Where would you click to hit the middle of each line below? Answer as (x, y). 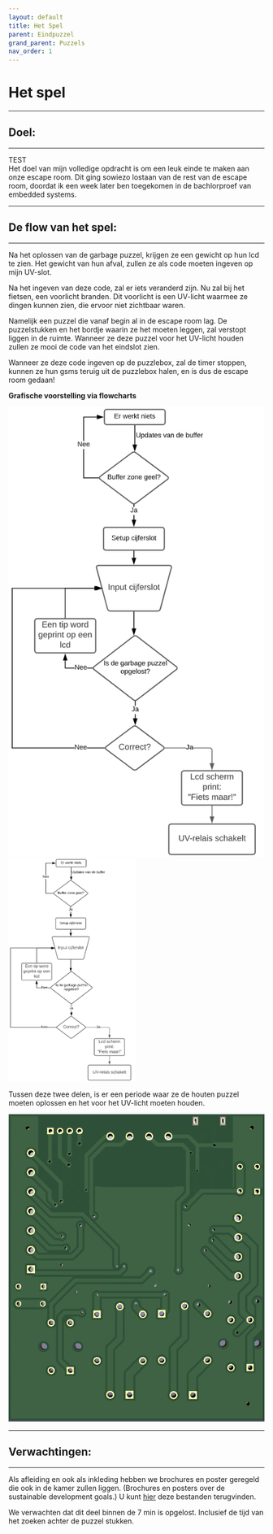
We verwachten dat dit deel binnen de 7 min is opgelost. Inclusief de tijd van (136, 1512)
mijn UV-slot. (30, 272)
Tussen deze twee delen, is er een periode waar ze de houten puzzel (124, 1094)
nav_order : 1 (30, 52)
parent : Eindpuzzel (41, 34)
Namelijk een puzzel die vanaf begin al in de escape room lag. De (118, 320)
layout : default (36, 17)
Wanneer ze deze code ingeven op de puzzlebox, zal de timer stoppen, (128, 363)
